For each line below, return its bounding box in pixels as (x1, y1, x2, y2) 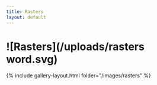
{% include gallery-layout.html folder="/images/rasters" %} (6, 72, 151, 79)
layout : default (6, 14, 46, 20)
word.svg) (6, 52, 58, 66)
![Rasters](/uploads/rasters (6, 40, 145, 53)
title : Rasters (6, 8, 44, 15)
